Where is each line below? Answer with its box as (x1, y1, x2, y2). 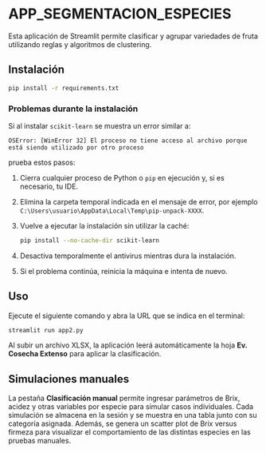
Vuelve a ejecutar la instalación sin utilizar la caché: (19, 221, 190, 230)
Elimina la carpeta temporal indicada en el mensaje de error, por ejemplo (19, 197, 258, 206)
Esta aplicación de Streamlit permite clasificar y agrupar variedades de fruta (8, 31, 259, 41)
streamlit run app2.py (8, 326, 84, 334)
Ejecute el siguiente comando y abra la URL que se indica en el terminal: (8, 311, 245, 320)
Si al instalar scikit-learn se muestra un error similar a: (8, 121, 191, 130)
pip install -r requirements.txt (8, 84, 119, 92)
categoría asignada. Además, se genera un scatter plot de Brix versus (8, 419, 237, 428)
